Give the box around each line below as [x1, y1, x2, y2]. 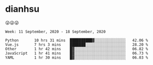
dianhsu [5, 3, 40, 15]
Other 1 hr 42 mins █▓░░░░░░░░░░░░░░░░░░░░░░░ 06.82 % [5, 46, 149, 51]
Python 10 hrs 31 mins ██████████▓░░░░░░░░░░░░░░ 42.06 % [5, 38, 149, 43]
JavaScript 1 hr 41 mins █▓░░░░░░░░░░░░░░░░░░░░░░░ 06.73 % [5, 51, 149, 56]
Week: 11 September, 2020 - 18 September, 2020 [5, 29, 106, 34]
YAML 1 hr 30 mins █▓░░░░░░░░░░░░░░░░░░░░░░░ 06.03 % [5, 55, 149, 60]
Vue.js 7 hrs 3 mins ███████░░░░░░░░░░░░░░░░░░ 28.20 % [5, 42, 149, 47]
